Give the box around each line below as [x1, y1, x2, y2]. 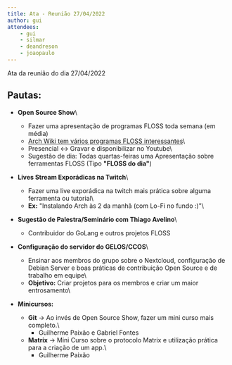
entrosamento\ [27, 286, 71, 295]
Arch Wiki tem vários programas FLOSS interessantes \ [27, 137, 186, 145]
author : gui [7, 17, 42, 24]
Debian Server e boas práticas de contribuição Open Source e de [27, 264, 218, 272]
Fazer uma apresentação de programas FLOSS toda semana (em [27, 121, 216, 130]
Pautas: [7, 89, 42, 101]
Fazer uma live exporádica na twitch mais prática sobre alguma [27, 186, 212, 194]
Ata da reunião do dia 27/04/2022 [7, 68, 106, 78]
